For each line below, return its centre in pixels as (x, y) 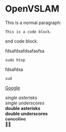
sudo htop (15, 60)
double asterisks (23, 108)
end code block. (22, 41)
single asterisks (21, 97)
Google (13, 88)
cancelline (16, 119)
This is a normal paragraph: (33, 23)
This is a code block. (29, 32)
